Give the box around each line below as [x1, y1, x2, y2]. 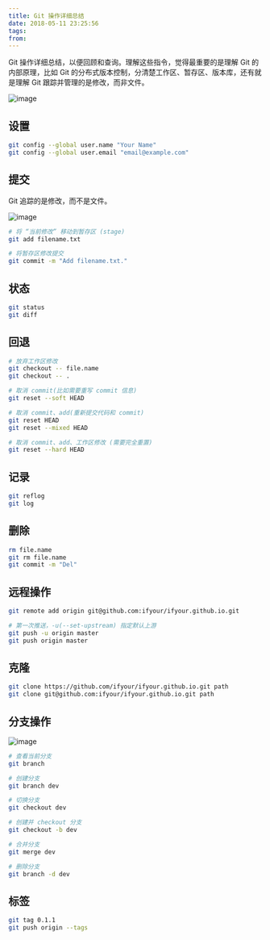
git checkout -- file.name [8, 365, 99, 373]
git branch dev [8, 782, 60, 790]
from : [8, 34, 27, 43]
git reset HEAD [8, 416, 60, 424]
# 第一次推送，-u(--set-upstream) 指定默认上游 [8, 621, 157, 629]
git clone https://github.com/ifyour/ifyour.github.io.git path [8, 683, 229, 691]
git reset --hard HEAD [8, 445, 85, 454]
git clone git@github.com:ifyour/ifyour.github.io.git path [8, 691, 215, 699]
